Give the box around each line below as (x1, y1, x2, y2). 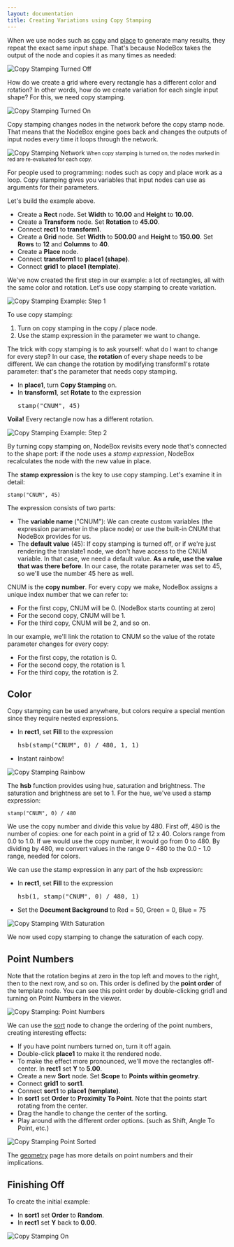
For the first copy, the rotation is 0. (17, 653, 117, 661)
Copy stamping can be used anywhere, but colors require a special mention (7, 707, 226, 715)
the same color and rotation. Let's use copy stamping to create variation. (7, 283, 217, 291)
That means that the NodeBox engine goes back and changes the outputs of (7, 127, 228, 136)
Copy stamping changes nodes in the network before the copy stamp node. (7, 120, 225, 128)
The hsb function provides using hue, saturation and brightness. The (7, 782, 205, 790)
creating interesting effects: (7, 1029, 87, 1037)
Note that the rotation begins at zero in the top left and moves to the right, (7, 972, 219, 980)
